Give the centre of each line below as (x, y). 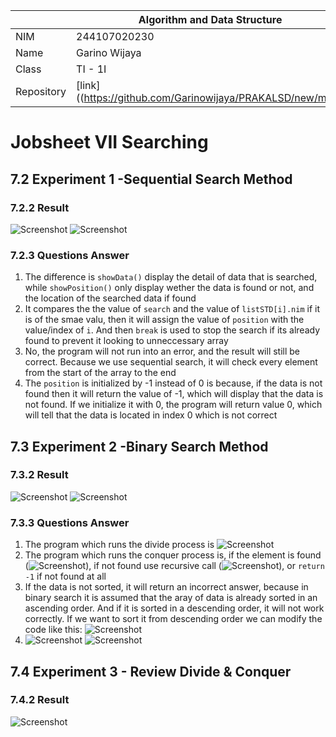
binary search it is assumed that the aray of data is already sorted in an (171, 598)
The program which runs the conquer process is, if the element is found (173, 555)
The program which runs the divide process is (119, 545)
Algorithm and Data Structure (210, 19)
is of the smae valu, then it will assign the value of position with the (164, 320)
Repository (41, 91)
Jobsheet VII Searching (109, 142)
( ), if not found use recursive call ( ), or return (174, 566)
